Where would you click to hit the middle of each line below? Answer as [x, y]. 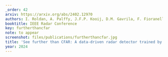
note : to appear [22, 33]
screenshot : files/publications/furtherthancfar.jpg [61, 38]
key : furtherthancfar [28, 28]
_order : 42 [16, 10]
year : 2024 [16, 47]
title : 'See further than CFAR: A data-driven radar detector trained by [84, 42]
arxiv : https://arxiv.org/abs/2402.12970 [49, 14]
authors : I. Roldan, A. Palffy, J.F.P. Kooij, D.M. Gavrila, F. [73, 19]
